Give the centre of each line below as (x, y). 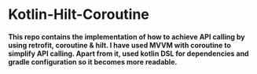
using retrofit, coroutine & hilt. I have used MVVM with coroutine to (120, 45)
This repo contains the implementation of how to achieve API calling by (127, 36)
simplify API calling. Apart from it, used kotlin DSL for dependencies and (128, 54)
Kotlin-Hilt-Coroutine (79, 15)
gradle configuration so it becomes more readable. (93, 61)
